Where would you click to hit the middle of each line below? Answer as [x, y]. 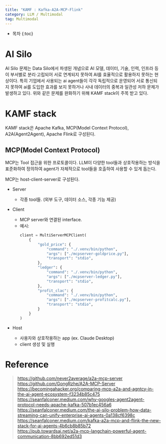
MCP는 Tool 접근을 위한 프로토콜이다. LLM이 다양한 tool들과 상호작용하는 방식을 [83, 163]
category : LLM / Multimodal [34, 14]
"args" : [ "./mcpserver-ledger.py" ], [84, 277]
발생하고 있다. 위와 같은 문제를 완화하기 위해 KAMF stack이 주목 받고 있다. [77, 93]
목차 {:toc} [23, 34]
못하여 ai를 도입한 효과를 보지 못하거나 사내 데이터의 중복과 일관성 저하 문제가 [85, 87]
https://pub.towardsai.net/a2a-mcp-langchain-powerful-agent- [82, 431]
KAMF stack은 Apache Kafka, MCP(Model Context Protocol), [67, 128]
